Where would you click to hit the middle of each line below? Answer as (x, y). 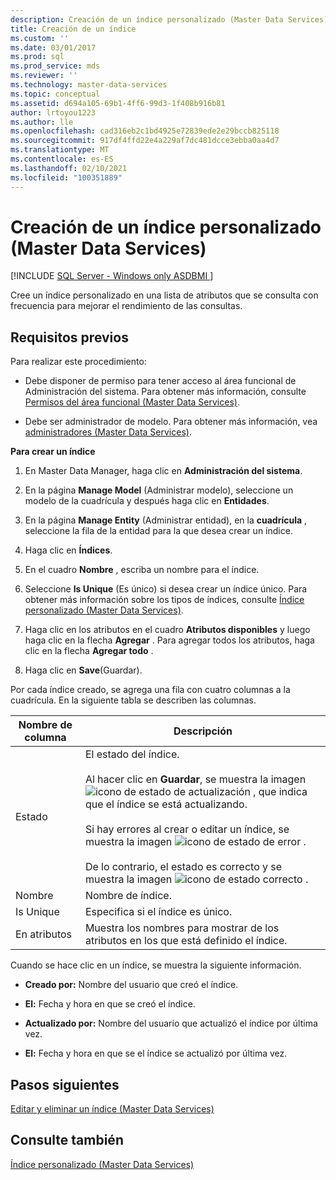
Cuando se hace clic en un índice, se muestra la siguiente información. (156, 965)
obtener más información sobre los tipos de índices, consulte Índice (164, 600)
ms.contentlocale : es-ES (62, 159)
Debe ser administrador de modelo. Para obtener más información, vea (171, 422)
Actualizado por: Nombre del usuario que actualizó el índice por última (171, 1023)
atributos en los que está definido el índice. (186, 941)
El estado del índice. (132, 754)
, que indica (280, 792)
